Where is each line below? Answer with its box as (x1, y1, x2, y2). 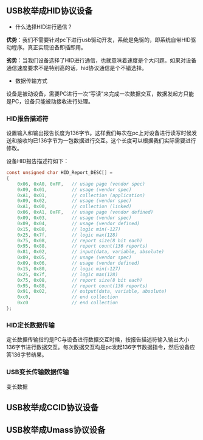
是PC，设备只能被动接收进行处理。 (6, 97, 94, 105)
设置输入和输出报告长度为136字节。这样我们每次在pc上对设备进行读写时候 (6, 130, 192, 137)
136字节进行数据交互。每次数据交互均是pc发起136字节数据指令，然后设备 (6, 343, 190, 351)
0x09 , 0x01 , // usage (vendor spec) (17, 186, 132, 193)
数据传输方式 (15, 77, 47, 84)
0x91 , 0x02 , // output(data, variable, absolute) (17, 288, 167, 295)
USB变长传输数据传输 (6, 368, 69, 376)
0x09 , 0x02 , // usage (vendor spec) (17, 198, 132, 204)
